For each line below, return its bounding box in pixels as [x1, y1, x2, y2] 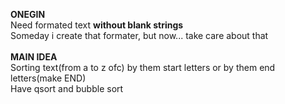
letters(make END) [10, 72, 87, 84]
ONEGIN [10, 9, 46, 20]
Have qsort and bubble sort [10, 83, 124, 94]
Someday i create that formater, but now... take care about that [10, 30, 269, 41]
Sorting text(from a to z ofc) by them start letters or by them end [10, 62, 276, 73]
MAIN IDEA [10, 51, 58, 63]
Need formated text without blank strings [10, 19, 184, 31]
